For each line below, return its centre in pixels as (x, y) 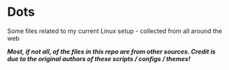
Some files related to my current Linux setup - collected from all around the (115, 31)
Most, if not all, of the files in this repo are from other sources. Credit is (112, 51)
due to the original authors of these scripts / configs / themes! (99, 58)
